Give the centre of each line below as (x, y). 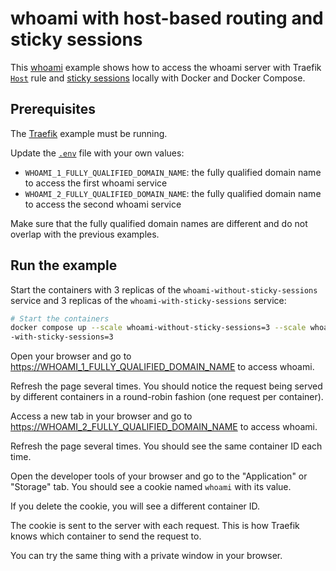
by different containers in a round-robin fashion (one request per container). (167, 397)
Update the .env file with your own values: (97, 153)
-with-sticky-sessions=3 (62, 337)
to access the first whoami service (96, 183)
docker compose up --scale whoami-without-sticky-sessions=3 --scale (158, 328)
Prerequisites (53, 109)
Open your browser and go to (71, 356)
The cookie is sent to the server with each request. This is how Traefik (155, 526)
